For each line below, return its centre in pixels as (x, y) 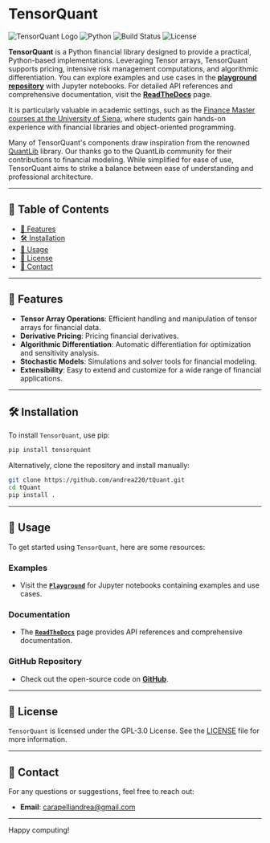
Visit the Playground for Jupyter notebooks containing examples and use (139, 585)
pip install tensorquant (50, 450)
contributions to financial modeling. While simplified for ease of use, (121, 159)
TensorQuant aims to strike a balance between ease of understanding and (131, 168)
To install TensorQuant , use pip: (59, 435)
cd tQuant (25, 488)
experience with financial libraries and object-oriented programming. (122, 127)
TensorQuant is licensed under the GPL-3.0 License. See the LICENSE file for (134, 731)
